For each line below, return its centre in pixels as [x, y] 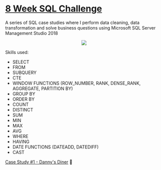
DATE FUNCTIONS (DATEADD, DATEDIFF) [55, 147]
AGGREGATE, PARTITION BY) [43, 88]
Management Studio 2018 [32, 33]
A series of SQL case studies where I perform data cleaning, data [72, 22]
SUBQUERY [24, 72]
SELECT [21, 62]
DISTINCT [23, 109]
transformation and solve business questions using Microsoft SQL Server [80, 27]
